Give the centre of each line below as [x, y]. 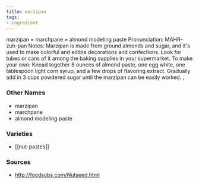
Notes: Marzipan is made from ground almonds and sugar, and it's [109, 46]
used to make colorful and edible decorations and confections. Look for [94, 52]
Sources [18, 162]
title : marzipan [26, 12]
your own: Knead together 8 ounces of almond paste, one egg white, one [96, 65]
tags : [13, 17]
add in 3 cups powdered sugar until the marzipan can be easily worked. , [95, 77]
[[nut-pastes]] [32, 147]
